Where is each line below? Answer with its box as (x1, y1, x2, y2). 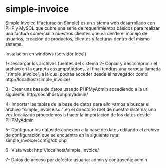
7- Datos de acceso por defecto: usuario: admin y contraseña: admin (5, 156, 147, 163)
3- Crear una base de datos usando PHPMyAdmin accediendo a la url (5, 86, 149, 92)
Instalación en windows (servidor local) (5, 51, 87, 57)
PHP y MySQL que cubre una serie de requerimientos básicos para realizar (5, 25, 160, 31)
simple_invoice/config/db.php (5, 137, 67, 143)
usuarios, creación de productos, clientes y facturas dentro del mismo (5, 36, 150, 42)
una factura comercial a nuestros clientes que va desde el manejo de (5, 30, 148, 36)
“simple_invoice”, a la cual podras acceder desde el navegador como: (5, 71, 149, 77)
